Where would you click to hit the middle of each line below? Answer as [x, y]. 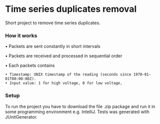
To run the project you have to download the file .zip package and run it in [80, 106]
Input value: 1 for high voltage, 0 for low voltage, [66, 83]
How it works [21, 36]
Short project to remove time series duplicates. [53, 23]
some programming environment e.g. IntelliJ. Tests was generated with [77, 112]
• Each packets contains [30, 66]
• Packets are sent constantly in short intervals [53, 46]
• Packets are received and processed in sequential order [64, 56]
